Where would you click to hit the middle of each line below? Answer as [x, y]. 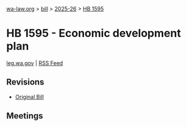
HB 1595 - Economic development [94, 33]
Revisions [25, 82]
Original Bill [30, 97]
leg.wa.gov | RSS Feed [35, 63]
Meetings [25, 116]
